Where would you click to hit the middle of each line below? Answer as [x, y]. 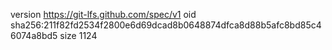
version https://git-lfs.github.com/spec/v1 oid [103, 14]
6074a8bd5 [34, 35]
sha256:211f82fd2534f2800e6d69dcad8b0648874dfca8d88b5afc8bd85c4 [166, 25]
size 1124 [78, 35]
